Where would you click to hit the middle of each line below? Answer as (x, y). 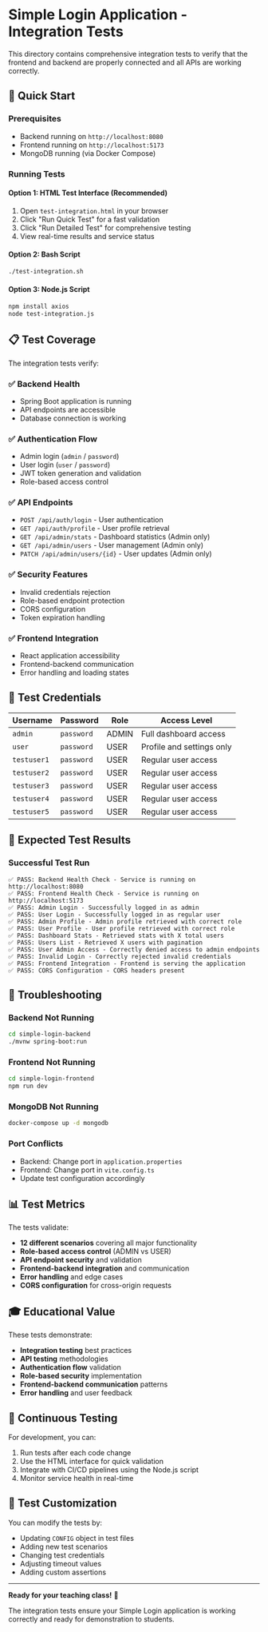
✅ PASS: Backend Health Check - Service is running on (102, 880)
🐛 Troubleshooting (55, 994)
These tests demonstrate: (51, 1335)
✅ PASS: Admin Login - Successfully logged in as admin (104, 908)
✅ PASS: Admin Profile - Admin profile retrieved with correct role (125, 921)
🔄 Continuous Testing (63, 1418)
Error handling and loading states (74, 672)
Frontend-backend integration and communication (104, 1268)
